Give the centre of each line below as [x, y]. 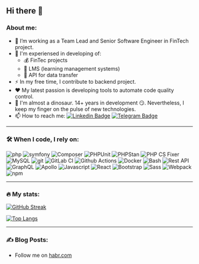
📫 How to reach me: [40, 116]
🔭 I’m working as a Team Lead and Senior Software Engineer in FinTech [102, 41]
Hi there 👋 [25, 11]
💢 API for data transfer [51, 75]
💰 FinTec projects [46, 60]
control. [24, 96]
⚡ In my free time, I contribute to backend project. [75, 81]
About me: [22, 28]
